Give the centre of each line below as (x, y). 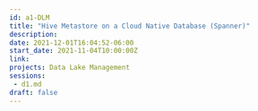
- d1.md (27, 84)
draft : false (34, 92)
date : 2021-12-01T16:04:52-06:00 (72, 43)
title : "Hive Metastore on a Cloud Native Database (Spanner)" (130, 26)
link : (19, 59)
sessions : (28, 76)
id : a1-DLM (30, 17)
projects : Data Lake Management (69, 68)
